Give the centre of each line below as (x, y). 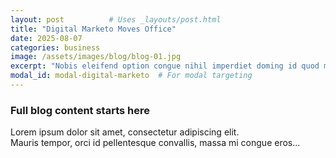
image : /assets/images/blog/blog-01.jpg (96, 57)
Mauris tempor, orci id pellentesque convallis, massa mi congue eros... (155, 143)
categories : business (55, 47)
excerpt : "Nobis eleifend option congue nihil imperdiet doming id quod (165, 66)
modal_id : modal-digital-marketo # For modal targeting (131, 76)
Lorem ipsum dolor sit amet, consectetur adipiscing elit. (125, 132)
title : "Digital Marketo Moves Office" (93, 29)
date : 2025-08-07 (46, 38)
